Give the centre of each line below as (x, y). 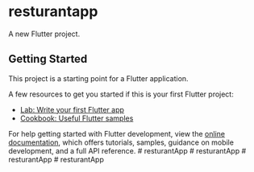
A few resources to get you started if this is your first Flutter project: (121, 94)
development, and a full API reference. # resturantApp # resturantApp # (127, 150)
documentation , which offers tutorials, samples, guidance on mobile (121, 142)
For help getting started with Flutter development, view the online (117, 133)
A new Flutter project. (44, 34)
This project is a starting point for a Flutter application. (98, 78)
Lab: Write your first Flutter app (72, 109)
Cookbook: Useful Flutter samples (77, 118)
